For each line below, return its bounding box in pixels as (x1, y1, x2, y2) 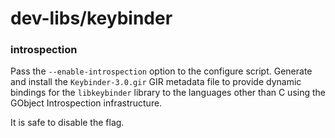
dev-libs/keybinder (10, 7, 173, 30)
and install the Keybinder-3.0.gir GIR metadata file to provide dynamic (10, 76, 302, 88)
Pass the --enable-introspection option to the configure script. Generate (10, 65, 313, 77)
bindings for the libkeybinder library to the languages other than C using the (10, 87, 326, 99)
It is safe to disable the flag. (10, 117, 125, 129)
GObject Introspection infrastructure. (10, 97, 163, 109)
